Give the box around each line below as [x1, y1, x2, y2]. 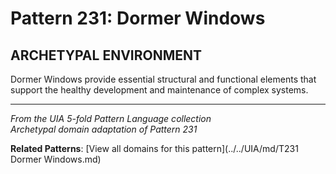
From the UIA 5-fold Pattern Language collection [10, 113, 212, 124]
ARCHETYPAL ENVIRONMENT [10, 47, 203, 64]
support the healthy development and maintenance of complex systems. [10, 84, 309, 96]
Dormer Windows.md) [10, 153, 102, 165]
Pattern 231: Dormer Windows [10, 7, 266, 30]
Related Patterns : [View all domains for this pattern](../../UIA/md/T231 [10, 143, 299, 154]
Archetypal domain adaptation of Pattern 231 [10, 123, 198, 135]
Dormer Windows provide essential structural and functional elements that [10, 73, 317, 85]
